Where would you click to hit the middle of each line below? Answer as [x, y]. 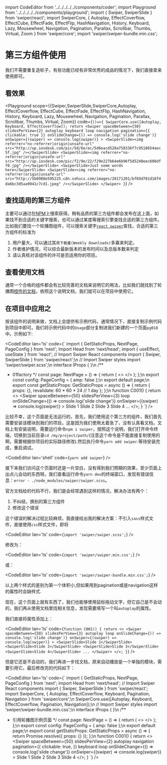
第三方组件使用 [36, 55]
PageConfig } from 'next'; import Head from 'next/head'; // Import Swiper [80, 683]
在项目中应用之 [28, 308]
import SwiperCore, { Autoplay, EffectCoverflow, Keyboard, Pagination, [78, 694]
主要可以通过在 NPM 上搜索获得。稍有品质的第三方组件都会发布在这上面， [80, 213]
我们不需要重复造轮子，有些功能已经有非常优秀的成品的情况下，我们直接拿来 [83, 70]
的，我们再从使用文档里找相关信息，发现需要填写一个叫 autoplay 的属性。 [80, 608]
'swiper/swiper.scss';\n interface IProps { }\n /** [54, 365]
